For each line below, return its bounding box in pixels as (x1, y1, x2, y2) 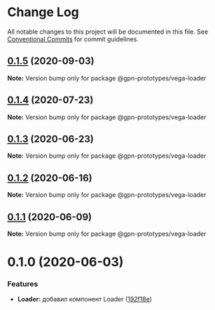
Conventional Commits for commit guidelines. (7, 34, 139, 43)
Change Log (7, 4, 79, 20)
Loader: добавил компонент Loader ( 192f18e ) (17, 295, 153, 304)
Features (7, 279, 39, 289)
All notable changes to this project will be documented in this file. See (7, 27, 209, 36)
